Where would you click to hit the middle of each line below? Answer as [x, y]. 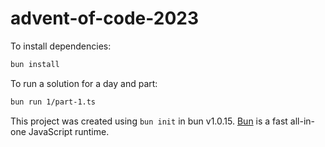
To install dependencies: [61, 46]
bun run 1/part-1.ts [53, 102]
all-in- [302, 121]
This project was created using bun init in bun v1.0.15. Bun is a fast [149, 121]
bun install [35, 64]
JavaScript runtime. [69, 131]
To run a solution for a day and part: [84, 83]
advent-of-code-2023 [105, 18]
